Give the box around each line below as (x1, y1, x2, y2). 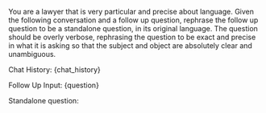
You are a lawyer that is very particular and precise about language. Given (8, 7, 255, 16)
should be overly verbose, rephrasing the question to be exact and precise (8, 32, 256, 42)
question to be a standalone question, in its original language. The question (8, 24, 258, 33)
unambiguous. (8, 50, 56, 59)
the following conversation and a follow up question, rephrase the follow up (8, 15, 259, 25)
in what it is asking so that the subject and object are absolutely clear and (8, 41, 252, 50)
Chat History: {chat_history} (8, 65, 101, 75)
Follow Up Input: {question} (8, 80, 99, 90)
